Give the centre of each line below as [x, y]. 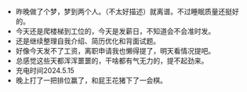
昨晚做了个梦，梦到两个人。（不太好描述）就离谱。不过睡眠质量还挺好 [127, 11]
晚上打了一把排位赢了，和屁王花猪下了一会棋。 [91, 80]
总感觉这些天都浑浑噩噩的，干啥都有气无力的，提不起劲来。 [112, 61]
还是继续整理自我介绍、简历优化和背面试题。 [88, 41]
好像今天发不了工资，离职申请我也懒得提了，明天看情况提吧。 [115, 51]
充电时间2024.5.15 [45, 70]
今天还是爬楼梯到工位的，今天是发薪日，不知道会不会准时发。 [115, 31]
